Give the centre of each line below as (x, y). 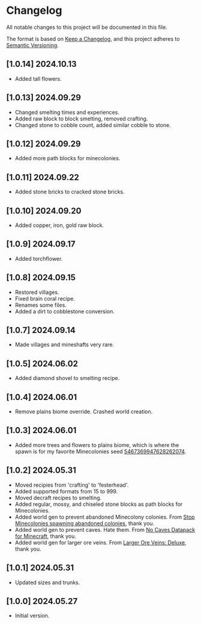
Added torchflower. (39, 258)
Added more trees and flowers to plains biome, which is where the (97, 445)
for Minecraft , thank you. (45, 536)
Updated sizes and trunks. (47, 582)
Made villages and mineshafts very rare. (64, 345)
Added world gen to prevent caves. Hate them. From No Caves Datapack (105, 529)
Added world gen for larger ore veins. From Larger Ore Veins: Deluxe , (100, 542)
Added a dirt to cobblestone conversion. (65, 311)
